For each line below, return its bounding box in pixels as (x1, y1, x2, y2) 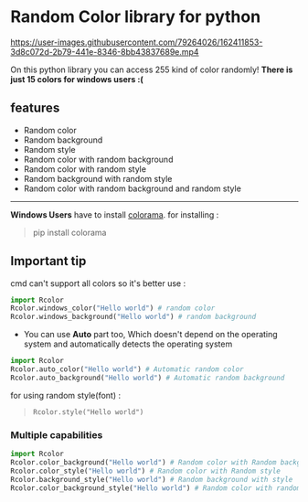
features (10, 101, 60, 116)
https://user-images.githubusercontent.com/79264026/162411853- (10, 37, 263, 48)
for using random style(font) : (10, 390, 122, 401)
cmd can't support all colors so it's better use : (10, 277, 186, 289)
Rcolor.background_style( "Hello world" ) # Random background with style (10, 475, 293, 484)
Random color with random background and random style (23, 183, 241, 194)
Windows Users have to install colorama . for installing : (10, 208, 219, 220)
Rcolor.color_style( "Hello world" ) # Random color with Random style (10, 466, 281, 475)
